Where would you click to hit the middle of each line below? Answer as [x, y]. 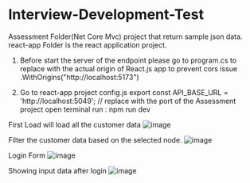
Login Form [27, 155]
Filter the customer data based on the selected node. [95, 139]
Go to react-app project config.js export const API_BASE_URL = [124, 92]
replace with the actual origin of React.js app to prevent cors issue [128, 68]
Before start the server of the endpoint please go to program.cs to [128, 60]
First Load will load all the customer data [75, 124]
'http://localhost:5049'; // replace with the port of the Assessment [128, 101]
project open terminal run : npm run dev [85, 109]
